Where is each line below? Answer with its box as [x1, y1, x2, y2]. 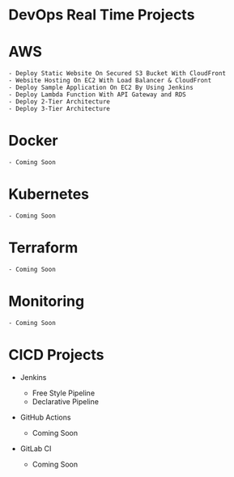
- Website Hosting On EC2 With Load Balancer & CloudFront [8, 77, 212, 85]
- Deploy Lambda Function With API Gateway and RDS [8, 91, 186, 99]
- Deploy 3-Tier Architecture [8, 105, 111, 113]
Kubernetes [8, 185, 90, 204]
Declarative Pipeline [32, 396, 100, 406]
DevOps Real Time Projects [8, 6, 195, 24]
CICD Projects [8, 346, 104, 365]
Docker [8, 132, 58, 150]
